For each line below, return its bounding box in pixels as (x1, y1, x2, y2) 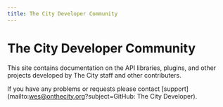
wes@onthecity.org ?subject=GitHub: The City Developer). (29, 92, 198, 100)
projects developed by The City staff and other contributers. (7, 71, 181, 79)
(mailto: (7, 92, 30, 100)
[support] (161, 85, 189, 93)
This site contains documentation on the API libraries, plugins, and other (7, 64, 217, 72)
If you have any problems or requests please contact (7, 85, 160, 93)
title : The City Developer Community (7, 10, 118, 17)
